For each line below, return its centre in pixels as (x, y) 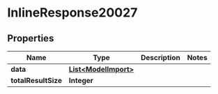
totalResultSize (37, 81)
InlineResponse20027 (72, 13)
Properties (31, 38)
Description (161, 58)
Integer (81, 81)
